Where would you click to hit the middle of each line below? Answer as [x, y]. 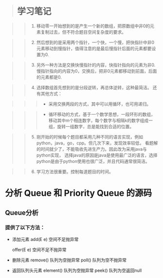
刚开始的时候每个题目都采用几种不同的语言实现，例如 [90, 137]
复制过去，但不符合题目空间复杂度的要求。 [83, 32]
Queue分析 [22, 212]
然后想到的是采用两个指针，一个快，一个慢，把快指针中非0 [95, 42]
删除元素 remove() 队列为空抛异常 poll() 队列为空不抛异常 [69, 260]
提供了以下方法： [25, 228]
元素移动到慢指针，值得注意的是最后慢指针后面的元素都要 [94, 48]
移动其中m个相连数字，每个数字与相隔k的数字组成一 [101, 120]
